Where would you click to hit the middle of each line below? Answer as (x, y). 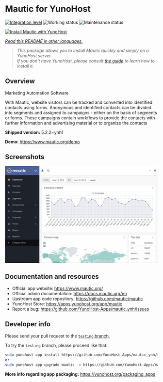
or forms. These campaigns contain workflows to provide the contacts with (80, 118)
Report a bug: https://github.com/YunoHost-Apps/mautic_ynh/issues (81, 309)
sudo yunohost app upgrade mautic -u (43, 365)
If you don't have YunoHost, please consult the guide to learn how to (86, 61)
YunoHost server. (34, 56)
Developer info (28, 324)
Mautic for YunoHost (48, 9)
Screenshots (25, 157)
